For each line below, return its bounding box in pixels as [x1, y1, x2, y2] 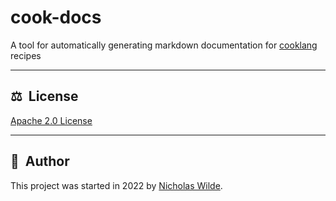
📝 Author [10, 153, 70, 170]
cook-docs [10, 6, 102, 29]
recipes [10, 49, 42, 61]
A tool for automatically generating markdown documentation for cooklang [10, 39, 318, 51]
